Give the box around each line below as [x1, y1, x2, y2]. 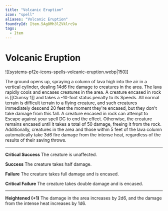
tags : [5, 26, 16, 31]
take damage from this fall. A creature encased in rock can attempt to [5, 110, 148, 116]
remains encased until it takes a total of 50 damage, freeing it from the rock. [5, 121, 161, 127]
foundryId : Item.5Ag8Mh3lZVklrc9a [5, 21, 77, 27]
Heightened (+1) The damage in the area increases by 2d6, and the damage [5, 195, 162, 201]
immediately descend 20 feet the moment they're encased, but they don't [5, 105, 157, 111]
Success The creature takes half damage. [5, 161, 92, 167]
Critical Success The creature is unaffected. [5, 151, 97, 157]
